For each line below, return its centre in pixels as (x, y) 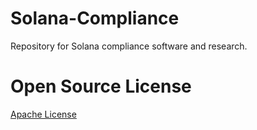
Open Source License (101, 86)
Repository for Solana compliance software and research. (129, 46)
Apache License (43, 114)
